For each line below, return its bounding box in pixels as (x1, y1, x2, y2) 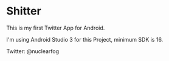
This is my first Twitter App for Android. (6, 24, 105, 31)
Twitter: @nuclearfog (6, 47, 60, 55)
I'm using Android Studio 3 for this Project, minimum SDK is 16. (6, 36, 164, 43)
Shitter (6, 4, 41, 18)
